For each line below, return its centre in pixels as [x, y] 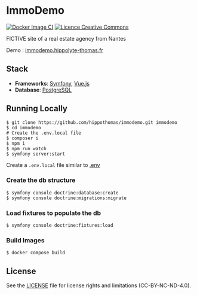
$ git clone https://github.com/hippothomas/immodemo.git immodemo [92, 122]
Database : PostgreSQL [43, 90]
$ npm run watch [26, 148]
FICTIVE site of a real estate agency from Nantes [66, 38]
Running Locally [37, 109]
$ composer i [22, 138]
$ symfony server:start [36, 154]
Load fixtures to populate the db [54, 213]
